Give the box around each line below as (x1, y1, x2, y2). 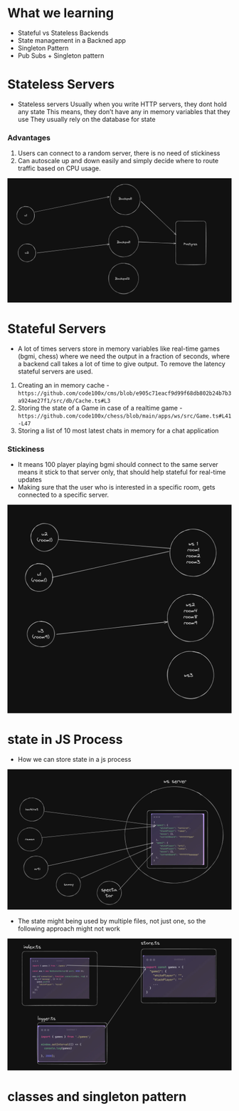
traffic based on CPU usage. (17, 164, 101, 172)
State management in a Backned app (17, 36, 127, 44)
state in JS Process (7, 731, 123, 748)
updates (17, 475, 43, 484)
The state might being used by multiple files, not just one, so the (17, 917, 206, 926)
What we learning (7, 5, 114, 21)
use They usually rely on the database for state (17, 115, 156, 123)
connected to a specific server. (17, 490, 109, 499)
